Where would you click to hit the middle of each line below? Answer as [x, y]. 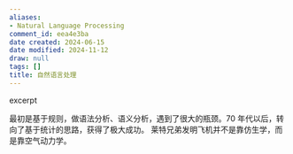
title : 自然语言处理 [43, 75]
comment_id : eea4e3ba [49, 34]
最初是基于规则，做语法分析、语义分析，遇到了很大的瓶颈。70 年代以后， [143, 118]
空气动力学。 [48, 140]
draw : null [29, 58]
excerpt [23, 100]
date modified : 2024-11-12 [59, 50]
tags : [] [25, 67]
